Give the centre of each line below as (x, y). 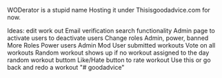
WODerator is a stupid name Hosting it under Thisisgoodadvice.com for (109, 10)
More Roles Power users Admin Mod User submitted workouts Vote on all (111, 45)
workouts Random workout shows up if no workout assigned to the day (108, 52)
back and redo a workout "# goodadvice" (66, 67)
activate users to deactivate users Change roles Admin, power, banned (108, 38)
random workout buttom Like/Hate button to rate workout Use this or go (109, 60)
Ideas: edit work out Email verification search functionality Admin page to (111, 31)
